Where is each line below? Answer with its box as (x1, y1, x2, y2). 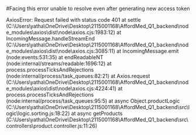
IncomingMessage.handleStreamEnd (6, 35, 95, 42)
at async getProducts (71, 110, 123, 117)
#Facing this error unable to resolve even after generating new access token (6, 5, 190, 12)
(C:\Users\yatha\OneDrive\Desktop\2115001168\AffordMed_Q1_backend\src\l (6, 104, 190, 110)
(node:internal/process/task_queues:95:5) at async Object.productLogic (6, 97, 180, 104)
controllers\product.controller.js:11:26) (6, 123, 98, 129)
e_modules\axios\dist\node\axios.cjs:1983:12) (6, 29, 116, 36)
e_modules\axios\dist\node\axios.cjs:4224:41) (6, 85, 117, 92)
